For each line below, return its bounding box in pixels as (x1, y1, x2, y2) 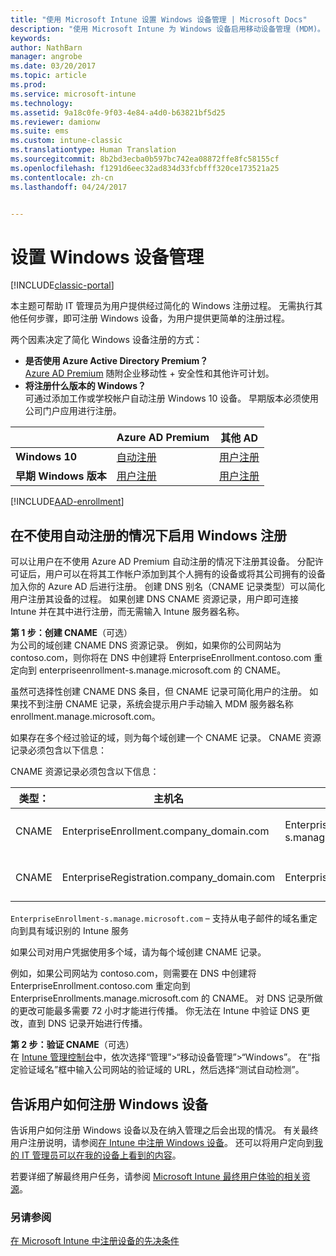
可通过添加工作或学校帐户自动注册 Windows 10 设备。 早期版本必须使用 (24, 392, 320, 405)
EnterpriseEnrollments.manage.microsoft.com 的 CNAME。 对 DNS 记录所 (10, 992, 315, 1005)
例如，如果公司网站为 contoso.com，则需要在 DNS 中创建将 (10, 967, 257, 980)
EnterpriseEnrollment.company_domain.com (61, 824, 270, 838)
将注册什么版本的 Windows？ (24, 380, 147, 392)
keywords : (10, 33, 52, 43)
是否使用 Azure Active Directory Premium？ (24, 355, 209, 367)
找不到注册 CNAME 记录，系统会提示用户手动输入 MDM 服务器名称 (18, 698, 294, 710)
